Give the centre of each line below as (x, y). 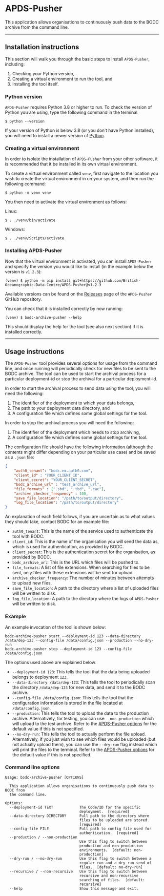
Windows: (15, 229)
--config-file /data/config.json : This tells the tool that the (73, 698)
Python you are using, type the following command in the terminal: (72, 112)
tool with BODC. (28, 536)
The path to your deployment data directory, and (61, 408)
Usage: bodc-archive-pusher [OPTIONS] (44, 777)
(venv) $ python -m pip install (38, 281)
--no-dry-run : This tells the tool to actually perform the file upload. (79, 734)
